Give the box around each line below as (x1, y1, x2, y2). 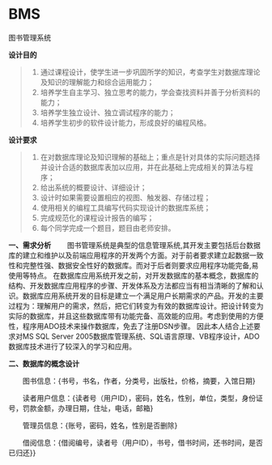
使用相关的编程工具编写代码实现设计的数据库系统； (40, 203, 211, 212)
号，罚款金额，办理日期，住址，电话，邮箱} (8, 403, 154, 413)
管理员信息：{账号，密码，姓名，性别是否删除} (22, 420, 178, 430)
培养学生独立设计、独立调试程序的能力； (40, 107, 176, 117)
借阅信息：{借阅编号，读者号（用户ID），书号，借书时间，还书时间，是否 (22, 437, 263, 447)
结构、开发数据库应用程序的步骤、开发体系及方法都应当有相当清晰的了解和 (8, 280, 257, 290)
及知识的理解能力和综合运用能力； (40, 77, 155, 87)
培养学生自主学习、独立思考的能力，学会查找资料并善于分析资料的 (40, 87, 261, 97)
